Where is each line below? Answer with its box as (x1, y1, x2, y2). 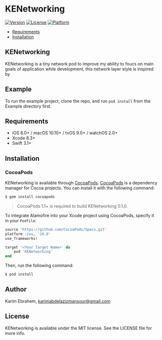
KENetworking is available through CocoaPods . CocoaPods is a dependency (5, 180, 158, 186)
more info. (5, 330, 26, 336)
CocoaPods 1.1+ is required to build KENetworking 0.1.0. (16, 203, 128, 209)
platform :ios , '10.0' (5, 232, 51, 236)
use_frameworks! (5, 236, 38, 241)
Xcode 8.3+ (12, 135, 35, 141)
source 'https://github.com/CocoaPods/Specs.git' (5, 227, 107, 232)
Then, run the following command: (5, 263, 74, 268)
